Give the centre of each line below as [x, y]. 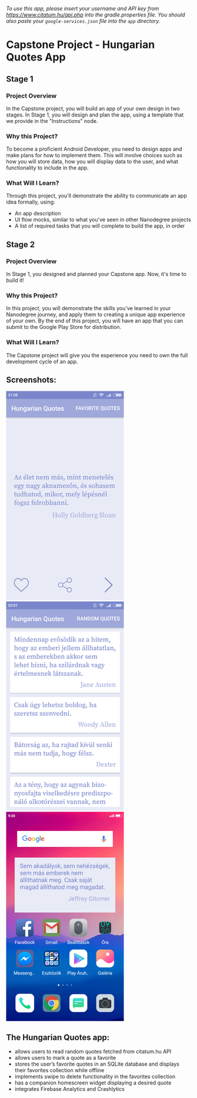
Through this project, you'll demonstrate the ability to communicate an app [96, 196]
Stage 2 [21, 244]
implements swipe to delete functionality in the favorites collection [95, 1077]
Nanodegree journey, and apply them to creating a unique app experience [96, 315]
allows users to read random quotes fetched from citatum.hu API [93, 1052]
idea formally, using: [31, 202]
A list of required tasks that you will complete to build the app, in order [100, 226]
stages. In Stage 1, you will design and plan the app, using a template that [95, 115]
